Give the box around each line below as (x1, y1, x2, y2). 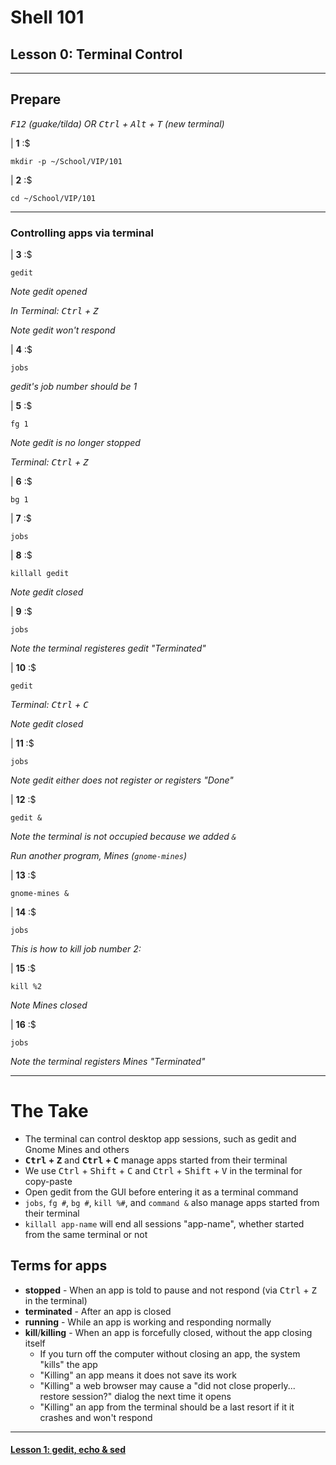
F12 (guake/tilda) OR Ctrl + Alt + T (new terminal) (10, 117, 225, 130)
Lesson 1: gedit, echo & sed (10, 1444, 126, 1456)
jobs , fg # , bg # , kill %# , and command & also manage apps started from (24, 1197, 320, 1209)
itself (24, 1337, 46, 1349)
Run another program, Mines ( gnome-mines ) (10, 850, 188, 862)
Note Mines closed (10, 999, 88, 1011)
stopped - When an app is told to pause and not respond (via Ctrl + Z (24, 1284, 317, 1296)
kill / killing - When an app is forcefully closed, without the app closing (24, 1326, 313, 1338)
